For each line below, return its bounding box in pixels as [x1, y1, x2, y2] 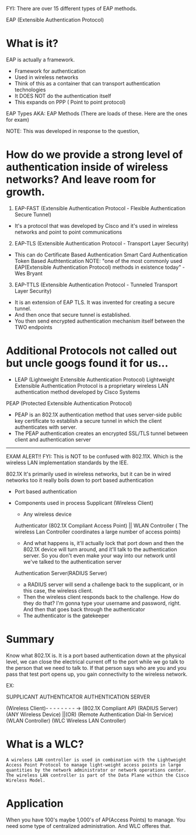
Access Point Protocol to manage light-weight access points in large [6, 762, 181, 768]
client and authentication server [14, 436, 92, 443]
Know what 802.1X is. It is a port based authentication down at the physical [6, 652, 187, 659]
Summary [6, 632, 54, 646]
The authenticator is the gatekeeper [23, 612, 110, 619]
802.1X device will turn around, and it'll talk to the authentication [23, 546, 177, 553]
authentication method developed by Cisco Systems [14, 388, 141, 395]
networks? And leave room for [6, 173, 156, 186]
